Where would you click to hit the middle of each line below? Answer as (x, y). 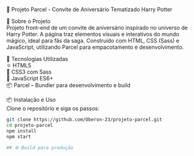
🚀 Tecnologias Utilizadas (37, 59)
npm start (19, 136)
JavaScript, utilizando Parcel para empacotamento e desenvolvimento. (95, 47)
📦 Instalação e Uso (31, 100)
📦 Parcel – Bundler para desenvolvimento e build (69, 85)
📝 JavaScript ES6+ (30, 78)
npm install (21, 131)
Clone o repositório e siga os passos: (53, 108)
